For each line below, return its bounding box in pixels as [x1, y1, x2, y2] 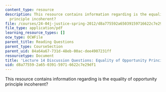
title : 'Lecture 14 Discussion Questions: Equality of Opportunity [5, 58, 147, 63]
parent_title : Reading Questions [5, 40, 74, 45]
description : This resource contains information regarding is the [5, 12, 147, 17]
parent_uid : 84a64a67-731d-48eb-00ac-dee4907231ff [5, 48, 112, 53]
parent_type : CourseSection [5, 44, 63, 49]
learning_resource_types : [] [5, 30, 65, 35]
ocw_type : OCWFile [5, 35, 43, 40]
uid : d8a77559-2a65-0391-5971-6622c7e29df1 [5, 62, 96, 67]
